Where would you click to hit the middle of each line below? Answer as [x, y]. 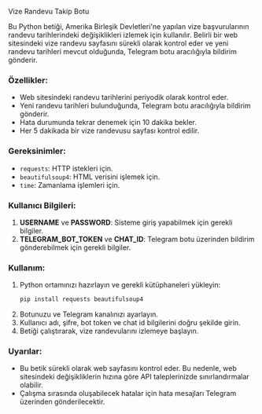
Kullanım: [27, 268]
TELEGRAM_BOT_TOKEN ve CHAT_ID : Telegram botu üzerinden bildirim [137, 239]
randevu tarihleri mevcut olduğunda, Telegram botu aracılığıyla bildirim [123, 51]
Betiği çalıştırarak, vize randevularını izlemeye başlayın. [109, 331]
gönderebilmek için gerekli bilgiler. [75, 247]
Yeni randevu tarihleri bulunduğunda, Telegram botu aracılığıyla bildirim [135, 106]
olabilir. [31, 385]
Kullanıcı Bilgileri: [42, 205]
